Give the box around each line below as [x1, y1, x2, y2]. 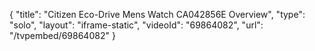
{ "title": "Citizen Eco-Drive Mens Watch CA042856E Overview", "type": [9, 9, 306, 20]
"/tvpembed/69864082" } [9, 30, 116, 41]
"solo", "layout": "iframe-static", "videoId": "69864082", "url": [9, 19, 264, 31]
